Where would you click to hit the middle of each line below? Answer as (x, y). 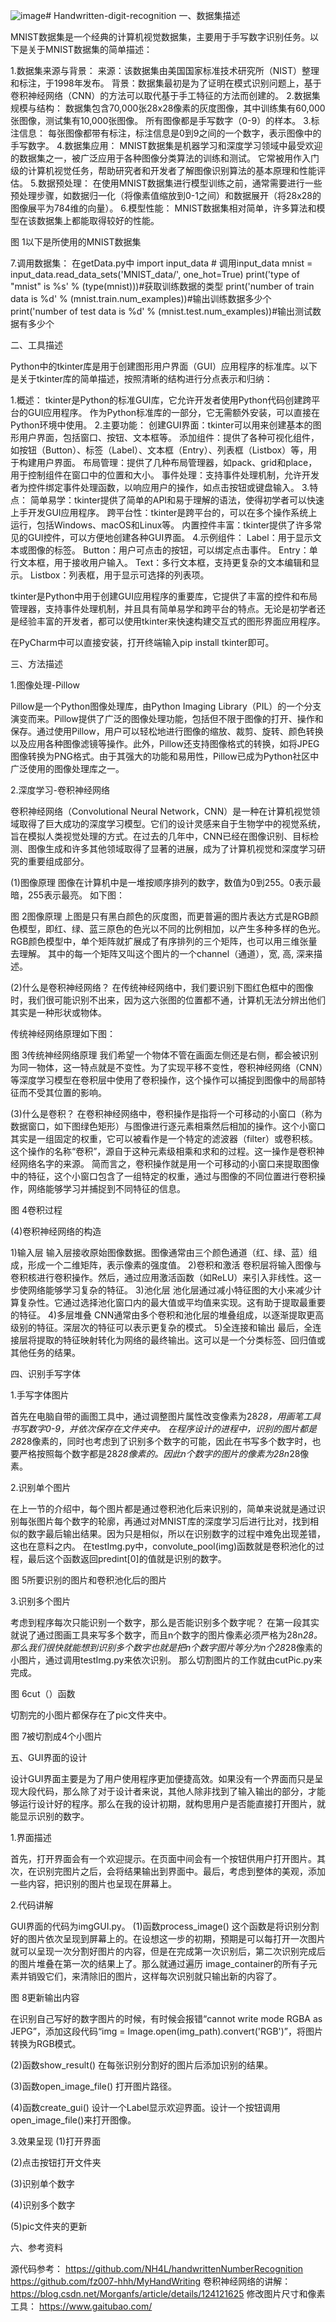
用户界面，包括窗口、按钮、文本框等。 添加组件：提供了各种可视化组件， (169, 437)
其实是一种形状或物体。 (58, 1012)
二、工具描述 (36, 345)
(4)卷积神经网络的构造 (56, 1231)
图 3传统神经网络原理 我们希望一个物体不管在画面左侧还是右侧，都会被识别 (164, 1055)
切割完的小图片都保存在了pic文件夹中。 (91, 1715)
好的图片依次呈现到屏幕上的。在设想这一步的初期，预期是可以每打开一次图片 (168, 1938)
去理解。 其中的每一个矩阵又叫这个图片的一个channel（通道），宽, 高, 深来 (162, 953)
